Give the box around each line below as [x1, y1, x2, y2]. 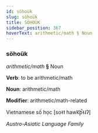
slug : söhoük [6, 14, 38, 20]
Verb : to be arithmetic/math [6, 74, 73, 81]
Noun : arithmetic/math [6, 86, 61, 93]
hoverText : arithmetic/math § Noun [6, 30, 93, 36]
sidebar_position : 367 [6, 25, 61, 31]
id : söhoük [6, 8, 33, 15]
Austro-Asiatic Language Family [6, 121, 84, 128]
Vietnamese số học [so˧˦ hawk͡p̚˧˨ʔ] [6, 109, 91, 116]
